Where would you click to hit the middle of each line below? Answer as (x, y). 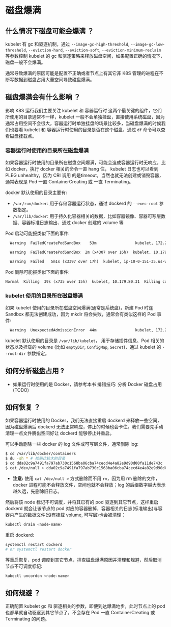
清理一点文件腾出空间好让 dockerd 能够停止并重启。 (60, 433)
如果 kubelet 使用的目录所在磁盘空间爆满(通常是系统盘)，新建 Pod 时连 (79, 307)
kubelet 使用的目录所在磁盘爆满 (44, 296)
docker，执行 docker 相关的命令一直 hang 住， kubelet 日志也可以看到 (85, 169)
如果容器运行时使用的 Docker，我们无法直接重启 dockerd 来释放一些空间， (83, 420)
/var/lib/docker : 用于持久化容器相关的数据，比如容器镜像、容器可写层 (87, 216)
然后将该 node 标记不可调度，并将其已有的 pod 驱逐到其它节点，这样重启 (82, 502)
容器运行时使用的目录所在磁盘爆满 (47, 150)
